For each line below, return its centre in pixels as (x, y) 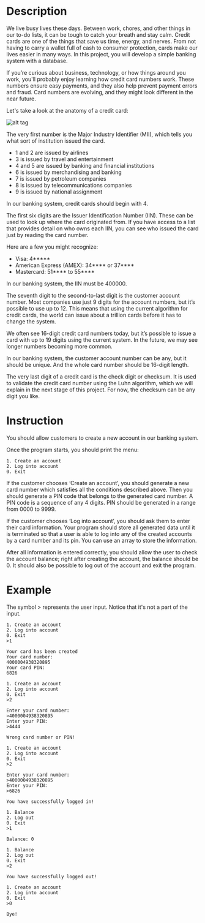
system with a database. (37, 61)
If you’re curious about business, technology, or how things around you (96, 72)
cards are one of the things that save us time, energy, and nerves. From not (101, 41)
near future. (21, 99)
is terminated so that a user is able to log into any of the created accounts (99, 533)
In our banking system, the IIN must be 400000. (67, 284)
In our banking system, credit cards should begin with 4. (77, 203)
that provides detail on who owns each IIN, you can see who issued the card (102, 228)
